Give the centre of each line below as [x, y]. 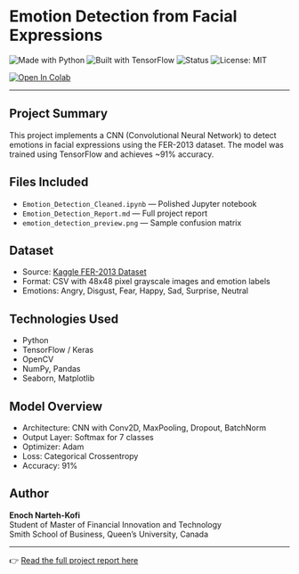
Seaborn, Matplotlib [58, 378]
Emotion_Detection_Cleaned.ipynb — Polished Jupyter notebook [139, 203]
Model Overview [56, 406]
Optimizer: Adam [53, 447]
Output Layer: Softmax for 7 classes [88, 437]
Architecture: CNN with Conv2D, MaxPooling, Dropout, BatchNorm [144, 428]
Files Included [49, 182]
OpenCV [38, 359]
